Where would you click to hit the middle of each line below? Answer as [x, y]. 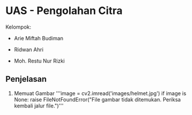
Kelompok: [18, 27]
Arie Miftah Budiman [39, 38]
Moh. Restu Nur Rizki [39, 61]
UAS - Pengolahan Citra [64, 11]
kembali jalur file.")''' [39, 106]
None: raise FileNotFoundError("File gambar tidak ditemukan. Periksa [97, 99]
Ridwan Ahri [29, 49]
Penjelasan [26, 79]
